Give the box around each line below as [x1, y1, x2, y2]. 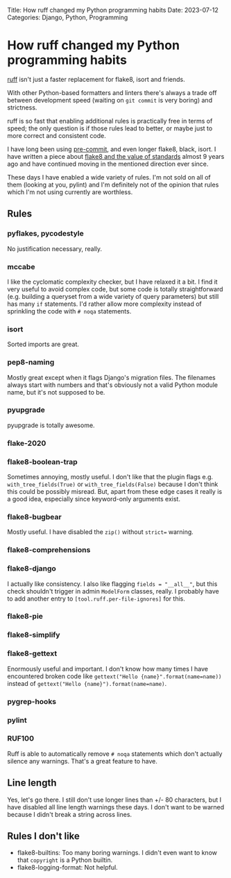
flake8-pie [7, 612, 44, 621]
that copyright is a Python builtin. [17, 856, 113, 864]
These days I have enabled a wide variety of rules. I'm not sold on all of [7, 173, 212, 181]
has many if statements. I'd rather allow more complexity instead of [7, 300, 203, 308]
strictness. [7, 103, 37, 112]
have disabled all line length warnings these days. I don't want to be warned [7, 802, 225, 811]
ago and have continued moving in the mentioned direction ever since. [7, 160, 209, 168]
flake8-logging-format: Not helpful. [17, 863, 118, 872]
